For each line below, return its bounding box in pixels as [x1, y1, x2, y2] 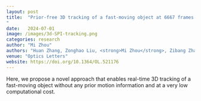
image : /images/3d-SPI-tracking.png [6, 31, 98, 37]
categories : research [6, 36, 60, 42]
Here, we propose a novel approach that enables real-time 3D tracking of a [6, 75, 191, 82]
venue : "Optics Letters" [6, 53, 68, 59]
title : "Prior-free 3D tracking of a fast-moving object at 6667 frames [6, 14, 194, 20]
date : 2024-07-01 [6, 25, 55, 32]
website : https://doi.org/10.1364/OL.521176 [6, 59, 119, 65]
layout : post [6, 8, 39, 15]
